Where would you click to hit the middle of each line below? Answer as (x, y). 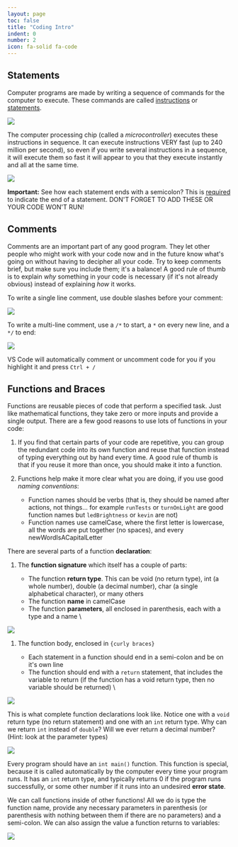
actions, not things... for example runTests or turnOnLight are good (126, 507)
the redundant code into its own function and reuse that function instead (123, 450)
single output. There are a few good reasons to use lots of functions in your (118, 421)
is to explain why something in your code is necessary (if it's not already (113, 276)
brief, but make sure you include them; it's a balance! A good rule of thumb (117, 269)
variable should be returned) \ (72, 688)
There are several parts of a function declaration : (80, 551)
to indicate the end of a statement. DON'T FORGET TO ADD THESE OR (110, 199)
